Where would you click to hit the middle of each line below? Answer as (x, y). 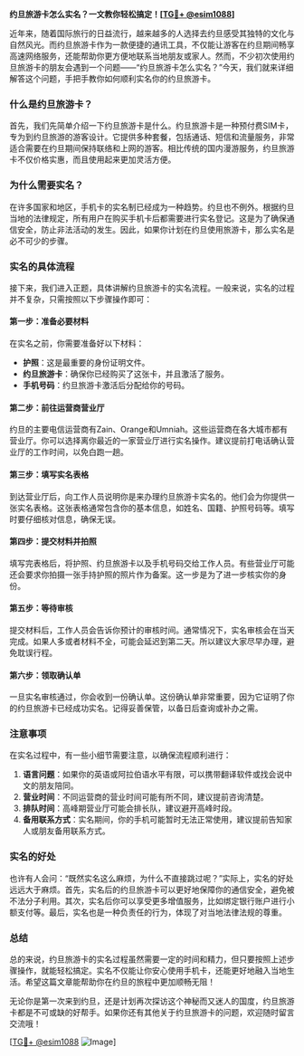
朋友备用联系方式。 (74, 831)
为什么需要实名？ (47, 186)
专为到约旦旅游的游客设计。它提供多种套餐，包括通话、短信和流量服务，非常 (152, 137)
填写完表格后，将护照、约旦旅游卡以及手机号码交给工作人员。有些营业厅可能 (152, 563)
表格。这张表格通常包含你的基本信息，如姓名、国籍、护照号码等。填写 (164, 508)
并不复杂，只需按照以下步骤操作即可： (81, 299)
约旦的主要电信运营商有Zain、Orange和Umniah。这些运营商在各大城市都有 (148, 430)
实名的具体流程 (42, 266)
